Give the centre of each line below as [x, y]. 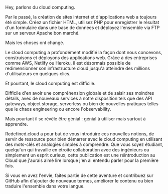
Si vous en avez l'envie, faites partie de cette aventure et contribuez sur [79, 175]
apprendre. [17, 124]
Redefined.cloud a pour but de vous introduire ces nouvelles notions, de [80, 134]
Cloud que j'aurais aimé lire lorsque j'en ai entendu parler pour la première [82, 160]
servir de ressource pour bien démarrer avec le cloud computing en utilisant [84, 139]
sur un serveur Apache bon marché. [43, 33]
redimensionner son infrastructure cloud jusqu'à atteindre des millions [78, 68]
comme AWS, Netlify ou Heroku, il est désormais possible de [68, 63]
